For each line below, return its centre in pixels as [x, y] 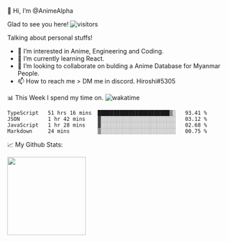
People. [28, 73]
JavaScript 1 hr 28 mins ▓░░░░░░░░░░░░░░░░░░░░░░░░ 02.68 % [107, 125]
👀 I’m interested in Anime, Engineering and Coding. [90, 51]
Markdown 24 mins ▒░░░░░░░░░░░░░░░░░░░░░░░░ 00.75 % [107, 131]
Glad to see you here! [38, 24]
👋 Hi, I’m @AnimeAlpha [40, 11]
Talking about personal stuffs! [50, 38]
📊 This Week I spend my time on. [55, 98]
